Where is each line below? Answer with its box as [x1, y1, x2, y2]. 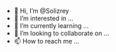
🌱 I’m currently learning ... [13, 22, 89, 30]
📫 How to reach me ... [13, 37, 79, 45]
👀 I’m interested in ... [13, 14, 74, 22]
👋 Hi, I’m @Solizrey [13, 7, 70, 15]
